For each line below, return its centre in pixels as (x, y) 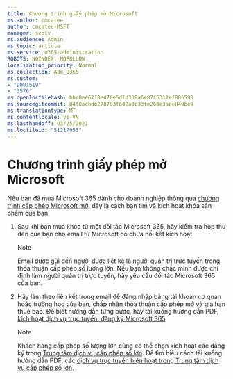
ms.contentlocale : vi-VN (43, 117)
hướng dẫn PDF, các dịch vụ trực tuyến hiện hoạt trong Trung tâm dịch (118, 361)
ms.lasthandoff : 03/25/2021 (48, 123)
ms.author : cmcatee (35, 20)
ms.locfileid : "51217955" (44, 130)
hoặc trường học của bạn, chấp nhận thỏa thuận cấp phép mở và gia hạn (121, 304)
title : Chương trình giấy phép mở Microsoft (72, 14)
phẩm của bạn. (28, 213)
